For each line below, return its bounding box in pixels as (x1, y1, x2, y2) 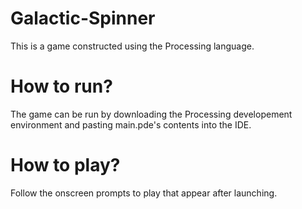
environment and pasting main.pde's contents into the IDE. (10, 118, 252, 131)
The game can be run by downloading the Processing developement (10, 108, 293, 120)
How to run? (10, 75, 113, 98)
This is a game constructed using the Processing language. (10, 40, 255, 52)
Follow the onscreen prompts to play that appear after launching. (10, 187, 278, 199)
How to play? (10, 154, 121, 177)
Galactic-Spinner (10, 7, 156, 30)
